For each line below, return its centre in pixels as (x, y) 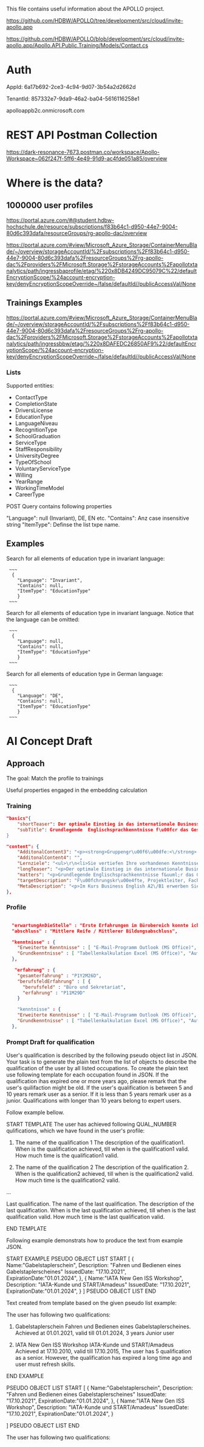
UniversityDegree (37, 455)
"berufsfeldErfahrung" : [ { (54, 981)
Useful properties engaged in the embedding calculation (77, 790)
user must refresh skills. (45, 1364)
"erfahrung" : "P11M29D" (54, 993)
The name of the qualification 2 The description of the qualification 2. (102, 1167)
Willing (24, 475)
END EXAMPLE (25, 1376)
